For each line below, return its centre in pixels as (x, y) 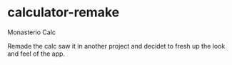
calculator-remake (64, 12)
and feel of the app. (36, 54)
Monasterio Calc (31, 32)
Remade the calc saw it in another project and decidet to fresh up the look (116, 46)
